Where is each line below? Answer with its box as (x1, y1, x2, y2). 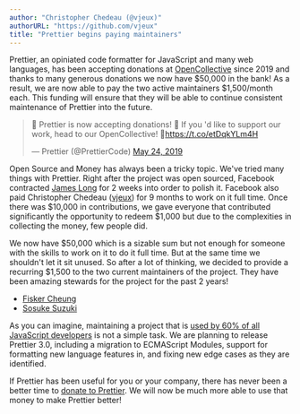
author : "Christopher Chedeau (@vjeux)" (9, 13, 163, 22)
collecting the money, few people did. (9, 220, 148, 231)
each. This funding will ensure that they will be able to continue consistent (9, 92, 284, 103)
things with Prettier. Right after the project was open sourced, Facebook (9, 173, 275, 184)
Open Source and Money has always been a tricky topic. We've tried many (9, 163, 285, 175)
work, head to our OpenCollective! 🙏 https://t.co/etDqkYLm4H (30, 129, 259, 140)
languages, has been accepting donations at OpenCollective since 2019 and (9, 64, 290, 74)
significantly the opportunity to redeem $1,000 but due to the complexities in (9, 211, 292, 222)
